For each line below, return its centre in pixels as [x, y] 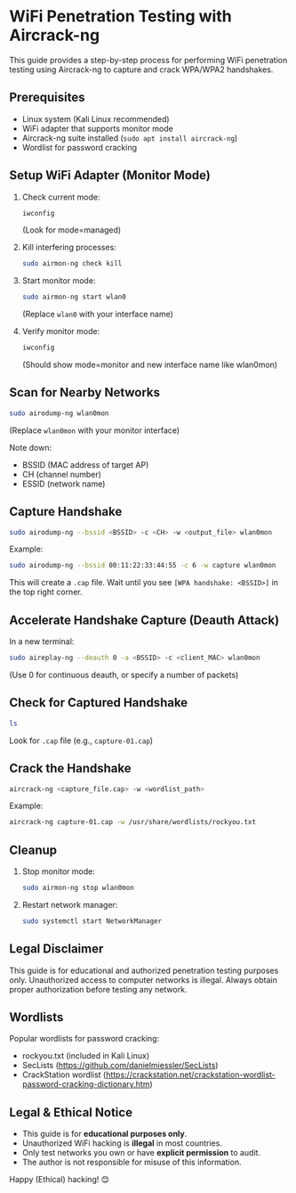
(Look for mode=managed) [72, 230]
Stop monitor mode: [58, 871]
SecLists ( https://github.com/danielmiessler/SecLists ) [120, 1066]
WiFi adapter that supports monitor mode [97, 128]
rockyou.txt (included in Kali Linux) [86, 1056]
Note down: [30, 447]
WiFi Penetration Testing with [121, 16]
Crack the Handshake [70, 768]
